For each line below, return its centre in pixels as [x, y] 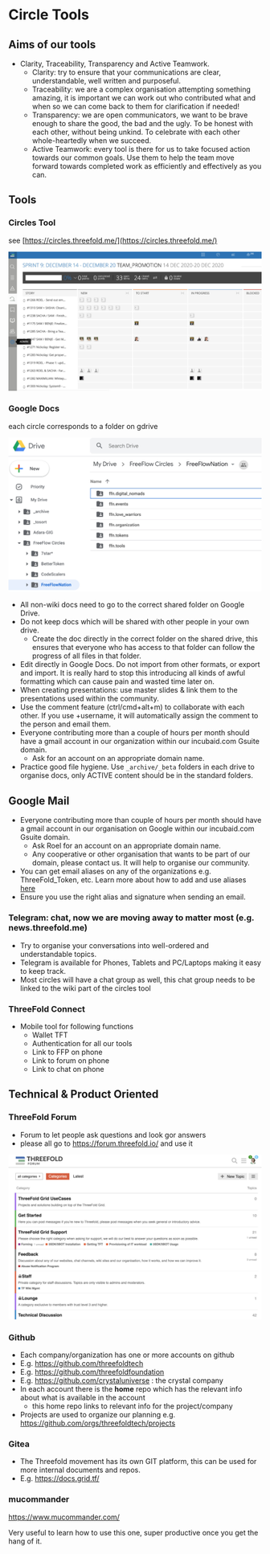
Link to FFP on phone [67, 1052]
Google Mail [39, 801]
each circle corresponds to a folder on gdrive [83, 426]
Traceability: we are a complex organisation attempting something [141, 89]
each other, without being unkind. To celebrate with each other [136, 132]
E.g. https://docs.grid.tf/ [59, 1478]
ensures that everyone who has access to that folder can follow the [143, 648]
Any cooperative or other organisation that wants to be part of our [141, 854]
